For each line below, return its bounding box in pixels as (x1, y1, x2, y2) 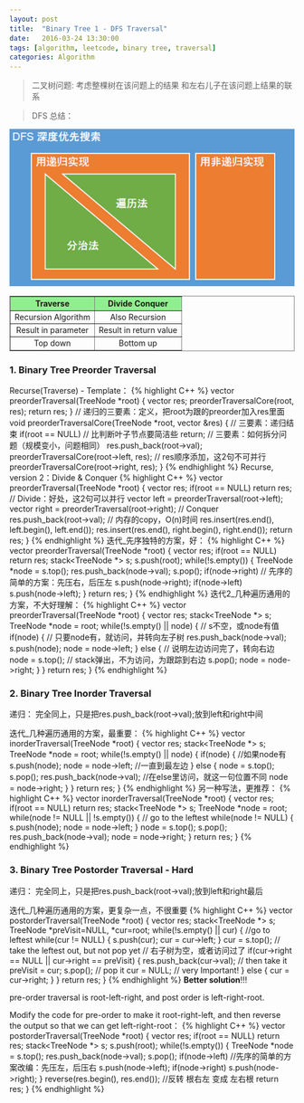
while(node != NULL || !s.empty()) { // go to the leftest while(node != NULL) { (9, 813, 294, 823)
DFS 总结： (31, 110, 74, 121)
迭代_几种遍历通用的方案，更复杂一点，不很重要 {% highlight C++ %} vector (9, 905, 293, 916)
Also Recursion (109, 311, 166, 322)
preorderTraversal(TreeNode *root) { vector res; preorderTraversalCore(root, (9, 395, 295, 406)
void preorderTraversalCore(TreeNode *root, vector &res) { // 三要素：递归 (9, 417, 287, 428)
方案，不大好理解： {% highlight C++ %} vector (9, 599, 187, 610)
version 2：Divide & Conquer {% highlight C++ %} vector (9, 471, 223, 483)
